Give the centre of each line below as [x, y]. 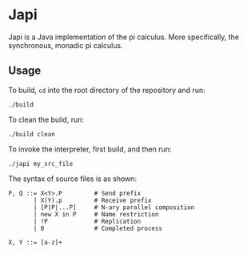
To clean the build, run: [46, 119]
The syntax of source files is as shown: [73, 179]
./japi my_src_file [41, 163]
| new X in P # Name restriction [96, 214]
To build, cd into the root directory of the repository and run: [107, 90]
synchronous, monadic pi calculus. [66, 45]
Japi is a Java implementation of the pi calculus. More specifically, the [124, 37]
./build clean [32, 134]
